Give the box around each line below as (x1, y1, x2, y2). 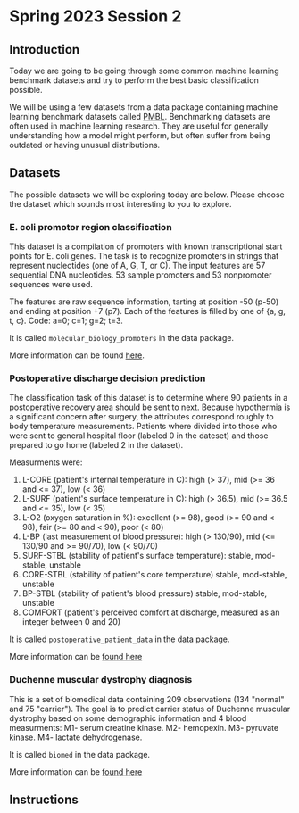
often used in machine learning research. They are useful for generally (9, 120, 269, 131)
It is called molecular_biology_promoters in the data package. (9, 333, 235, 344)
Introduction (9, 42, 80, 57)
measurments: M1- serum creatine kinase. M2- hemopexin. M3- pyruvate (9, 722, 279, 733)
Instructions (9, 792, 79, 808)
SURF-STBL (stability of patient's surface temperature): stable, (21, 551, 253, 561)
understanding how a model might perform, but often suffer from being (9, 130, 270, 140)
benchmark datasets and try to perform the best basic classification (9, 75, 259, 86)
